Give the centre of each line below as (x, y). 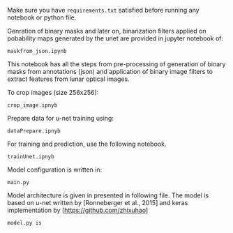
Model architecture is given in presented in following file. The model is (108, 195)
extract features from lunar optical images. (69, 79)
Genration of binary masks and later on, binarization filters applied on (107, 31)
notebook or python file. (42, 17)
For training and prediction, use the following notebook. (87, 144)
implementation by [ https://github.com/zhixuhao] (78, 210)
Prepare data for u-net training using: (60, 118)
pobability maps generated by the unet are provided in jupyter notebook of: (115, 38)
